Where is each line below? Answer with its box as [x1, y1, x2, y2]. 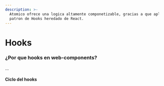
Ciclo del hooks [5, 76, 38, 83]
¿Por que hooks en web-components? [5, 54, 98, 61]
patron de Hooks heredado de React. [9, 16, 84, 21]
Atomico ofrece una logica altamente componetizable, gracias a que [9, 12, 152, 17]
